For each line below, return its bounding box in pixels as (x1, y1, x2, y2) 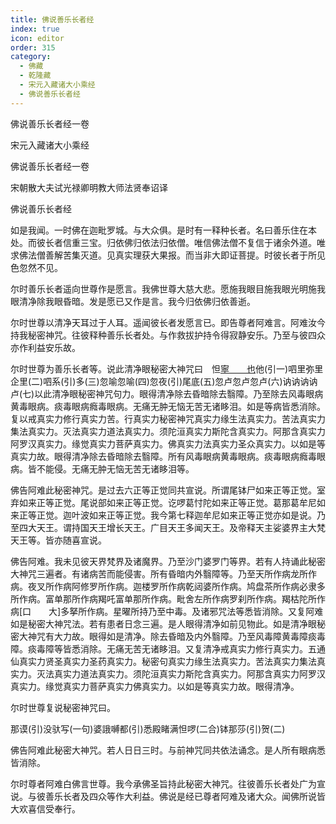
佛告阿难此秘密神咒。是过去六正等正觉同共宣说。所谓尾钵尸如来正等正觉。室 (10, 484, 326, 496)
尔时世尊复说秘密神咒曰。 (10, 701, 116, 713)
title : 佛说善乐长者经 (10, 14, 95, 25)
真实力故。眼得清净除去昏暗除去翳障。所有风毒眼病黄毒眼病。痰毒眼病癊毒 (10, 450, 317, 462)
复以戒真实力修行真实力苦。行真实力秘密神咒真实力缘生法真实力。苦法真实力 (10, 412, 326, 425)
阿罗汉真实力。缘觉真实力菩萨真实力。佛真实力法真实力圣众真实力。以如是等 (10, 437, 326, 450)
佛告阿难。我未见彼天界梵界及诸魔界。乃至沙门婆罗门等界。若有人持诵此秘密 (10, 555, 326, 567)
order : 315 (10, 42, 56, 53)
